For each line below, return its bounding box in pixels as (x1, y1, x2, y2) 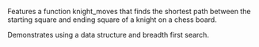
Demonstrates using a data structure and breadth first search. (7, 31, 209, 39)
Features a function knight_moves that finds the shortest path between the (7, 7, 251, 16)
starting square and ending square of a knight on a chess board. (7, 15, 217, 24)
